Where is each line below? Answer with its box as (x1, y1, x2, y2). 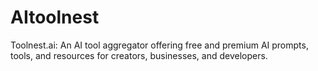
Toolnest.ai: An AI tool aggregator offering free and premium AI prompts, (10, 39, 309, 51)
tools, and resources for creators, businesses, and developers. (10, 49, 268, 61)
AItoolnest (10, 6, 100, 29)
